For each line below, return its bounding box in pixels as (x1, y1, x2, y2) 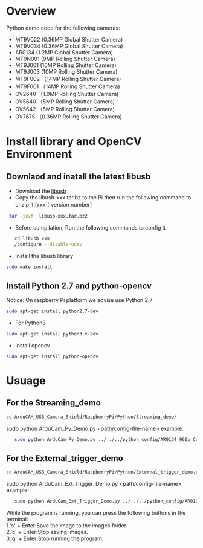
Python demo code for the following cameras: (6, 24, 120, 31)
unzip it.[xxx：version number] (14, 201, 92, 208)
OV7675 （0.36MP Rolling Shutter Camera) (14, 113, 122, 120)
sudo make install (6, 264, 53, 270)
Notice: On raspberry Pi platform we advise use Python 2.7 (6, 297, 153, 304)
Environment (6, 147, 72, 161)
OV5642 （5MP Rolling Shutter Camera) (14, 105, 115, 112)
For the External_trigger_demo (6, 453, 124, 463)
